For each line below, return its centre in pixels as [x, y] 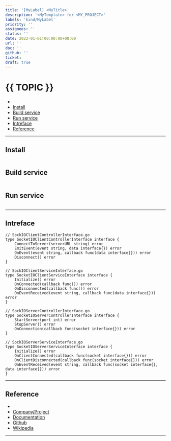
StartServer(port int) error [45, 320]
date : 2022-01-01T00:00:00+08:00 [41, 39]
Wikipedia [23, 428]
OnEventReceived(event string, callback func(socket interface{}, [86, 365]
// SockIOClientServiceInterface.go [44, 271]
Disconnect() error [35, 258]
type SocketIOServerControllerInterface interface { [62, 316]
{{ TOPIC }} [30, 88]
